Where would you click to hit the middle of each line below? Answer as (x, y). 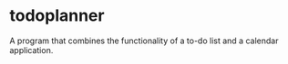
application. (31, 50)
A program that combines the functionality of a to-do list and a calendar (144, 41)
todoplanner (57, 16)
